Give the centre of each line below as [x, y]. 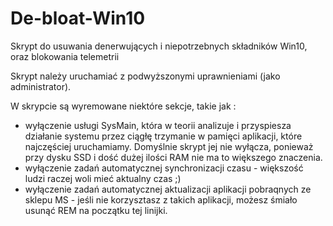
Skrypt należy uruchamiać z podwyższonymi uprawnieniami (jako [145, 76]
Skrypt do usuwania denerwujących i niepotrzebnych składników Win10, [159, 46]
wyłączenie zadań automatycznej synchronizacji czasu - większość [164, 168]
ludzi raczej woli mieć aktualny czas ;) [103, 178]
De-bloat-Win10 [78, 18]
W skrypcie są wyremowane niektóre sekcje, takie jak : [123, 106]
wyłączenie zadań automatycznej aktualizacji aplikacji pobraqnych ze [168, 189]
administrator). [41, 86]
